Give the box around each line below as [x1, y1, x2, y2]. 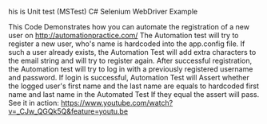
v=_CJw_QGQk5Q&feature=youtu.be [8, 107, 129, 116]
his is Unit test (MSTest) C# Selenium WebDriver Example [8, 7, 198, 16]
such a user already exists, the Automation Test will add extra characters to [8, 48, 257, 56]
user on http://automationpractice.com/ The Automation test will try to [8, 31, 239, 40]
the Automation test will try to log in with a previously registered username [8, 64, 253, 74]
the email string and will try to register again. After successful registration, [8, 56, 253, 65]
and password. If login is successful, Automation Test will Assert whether [8, 73, 250, 82]
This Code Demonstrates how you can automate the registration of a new [8, 22, 250, 31]
